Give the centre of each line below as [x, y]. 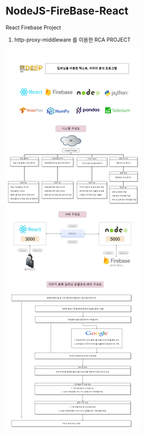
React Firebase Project [33, 27]
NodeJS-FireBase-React [67, 11]
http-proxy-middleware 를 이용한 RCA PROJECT [72, 39]
